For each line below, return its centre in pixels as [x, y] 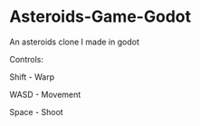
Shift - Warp [32, 77]
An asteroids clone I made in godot [75, 42]
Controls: [26, 59]
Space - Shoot [36, 111]
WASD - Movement [45, 94]
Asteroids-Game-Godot [100, 17]
